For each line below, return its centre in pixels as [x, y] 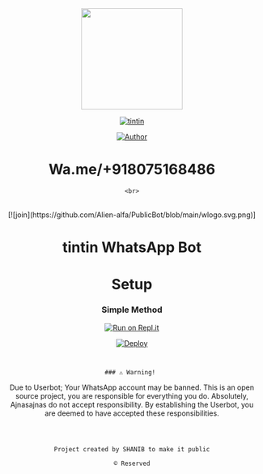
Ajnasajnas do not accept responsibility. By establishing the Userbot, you [132, 404]
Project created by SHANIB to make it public [132, 449]
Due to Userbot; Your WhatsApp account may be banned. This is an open [132, 387]
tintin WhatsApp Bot [132, 248]
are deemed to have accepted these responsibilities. [132, 413]
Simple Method [132, 310]
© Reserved [132, 463]
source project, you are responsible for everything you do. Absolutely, [132, 395]
